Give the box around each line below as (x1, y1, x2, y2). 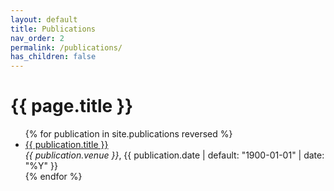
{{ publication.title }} (24, 139, 109, 151)
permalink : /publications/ (10, 42, 123, 53)
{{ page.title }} (10, 95, 134, 118)
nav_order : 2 (10, 33, 65, 43)
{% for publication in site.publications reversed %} (24, 128, 233, 140)
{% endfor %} (24, 171, 83, 183)
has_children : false (10, 52, 97, 62)
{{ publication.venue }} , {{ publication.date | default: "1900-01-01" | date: (24, 149, 325, 161)
